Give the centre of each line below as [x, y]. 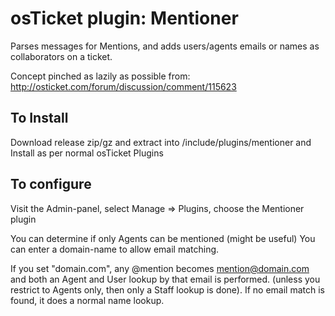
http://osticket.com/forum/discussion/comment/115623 [123, 86]
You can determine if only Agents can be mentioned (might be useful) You [163, 238]
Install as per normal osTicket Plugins [87, 153]
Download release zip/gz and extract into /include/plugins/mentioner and [161, 142]
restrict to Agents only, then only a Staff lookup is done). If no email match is [168, 289]
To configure [51, 184]
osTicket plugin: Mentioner [124, 18]
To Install [39, 118]
